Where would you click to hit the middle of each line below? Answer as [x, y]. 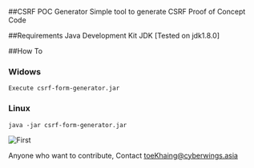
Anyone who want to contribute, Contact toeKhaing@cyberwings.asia [123, 155]
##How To [26, 51]
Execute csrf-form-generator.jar [64, 88]
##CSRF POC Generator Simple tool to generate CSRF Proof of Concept [127, 12]
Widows [25, 71]
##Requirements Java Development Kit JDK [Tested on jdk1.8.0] [114, 36]
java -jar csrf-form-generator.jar [68, 125]
